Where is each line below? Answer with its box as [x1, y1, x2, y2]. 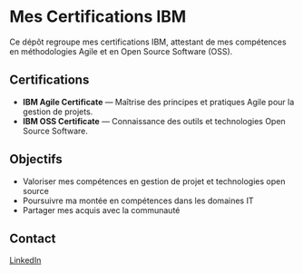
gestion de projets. [22, 106, 93, 117]
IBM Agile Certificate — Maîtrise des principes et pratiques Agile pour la [22, 96, 295, 107]
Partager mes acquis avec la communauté [22, 204, 181, 215]
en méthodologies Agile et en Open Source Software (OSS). [9, 45, 233, 56]
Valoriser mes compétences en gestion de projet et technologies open [22, 175, 286, 187]
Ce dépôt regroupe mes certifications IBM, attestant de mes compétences [9, 36, 288, 47]
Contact [9, 230, 56, 246]
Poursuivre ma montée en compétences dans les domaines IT [22, 195, 254, 206]
